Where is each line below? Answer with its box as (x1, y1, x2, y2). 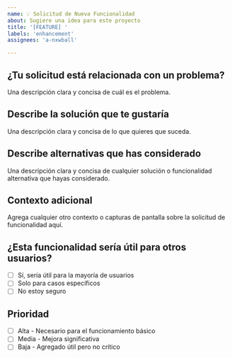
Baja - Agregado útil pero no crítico (17, 342, 120, 351)
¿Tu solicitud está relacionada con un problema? (7, 69, 225, 81)
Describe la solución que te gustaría (7, 108, 170, 120)
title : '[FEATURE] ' (7, 23, 69, 30)
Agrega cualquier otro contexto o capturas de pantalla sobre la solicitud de (7, 213, 226, 221)
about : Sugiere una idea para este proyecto (7, 17, 141, 24)
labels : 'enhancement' (7, 30, 74, 37)
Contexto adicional (7, 194, 93, 206)
